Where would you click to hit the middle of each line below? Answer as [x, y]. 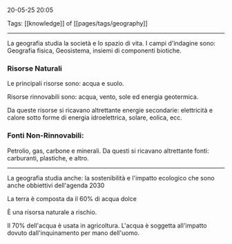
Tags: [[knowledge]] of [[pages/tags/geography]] [78, 23]
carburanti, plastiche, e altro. [48, 158]
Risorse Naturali [35, 68]
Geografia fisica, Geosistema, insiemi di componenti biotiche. [94, 50]
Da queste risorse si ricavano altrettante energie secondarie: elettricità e [110, 111]
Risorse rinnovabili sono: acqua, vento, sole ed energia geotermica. [103, 97]
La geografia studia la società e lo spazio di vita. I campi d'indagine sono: [112, 43]
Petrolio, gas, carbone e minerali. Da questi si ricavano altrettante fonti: [108, 151]
